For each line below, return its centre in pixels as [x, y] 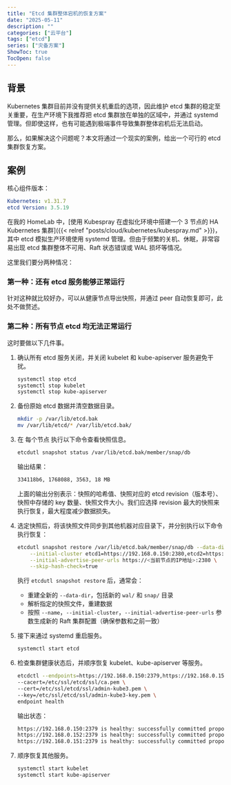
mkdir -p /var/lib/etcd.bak [57, 419]
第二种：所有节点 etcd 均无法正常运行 [70, 326]
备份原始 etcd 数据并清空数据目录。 [68, 406]
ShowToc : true [28, 52]
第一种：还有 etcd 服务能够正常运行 [66, 282]
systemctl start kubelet [53, 769]
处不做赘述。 [25, 307]
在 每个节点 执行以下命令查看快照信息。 [73, 439]
